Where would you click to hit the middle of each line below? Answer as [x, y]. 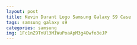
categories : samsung [32, 28]
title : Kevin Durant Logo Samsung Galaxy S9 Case [69, 17]
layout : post [22, 11]
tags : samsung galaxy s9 [37, 22]
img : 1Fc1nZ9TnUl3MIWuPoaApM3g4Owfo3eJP [57, 33]
